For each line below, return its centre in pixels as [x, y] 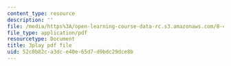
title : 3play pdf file [40, 45]
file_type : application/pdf [47, 33]
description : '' [30, 20]
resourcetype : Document [41, 39]
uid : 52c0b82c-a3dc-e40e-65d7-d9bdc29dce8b [70, 52]
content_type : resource [41, 13]
